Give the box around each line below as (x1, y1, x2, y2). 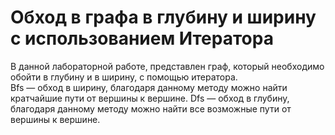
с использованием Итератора (10, 27, 274, 50)
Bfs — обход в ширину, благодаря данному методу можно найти (10, 81, 288, 93)
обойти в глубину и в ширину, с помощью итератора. (10, 71, 238, 83)
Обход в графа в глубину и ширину (10, 6, 317, 29)
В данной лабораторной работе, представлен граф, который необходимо (10, 60, 325, 72)
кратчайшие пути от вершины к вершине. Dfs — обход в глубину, (10, 92, 290, 104)
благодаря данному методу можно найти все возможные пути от (10, 102, 292, 115)
